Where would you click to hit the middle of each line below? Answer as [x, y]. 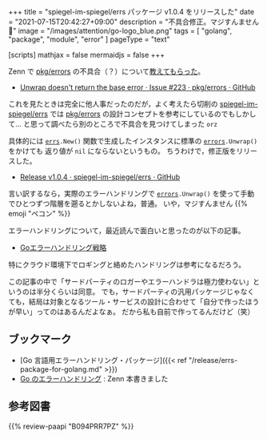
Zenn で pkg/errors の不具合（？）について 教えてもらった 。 [107, 71]
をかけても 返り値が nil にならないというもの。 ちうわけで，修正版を [122, 151]
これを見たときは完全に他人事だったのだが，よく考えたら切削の [113, 104]
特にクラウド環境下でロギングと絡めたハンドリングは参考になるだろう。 [127, 264]
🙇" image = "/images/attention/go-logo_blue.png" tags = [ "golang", [120, 31]
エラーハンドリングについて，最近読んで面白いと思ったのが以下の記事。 [127, 230]
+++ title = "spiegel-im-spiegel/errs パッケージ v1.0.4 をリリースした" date [131, 12]
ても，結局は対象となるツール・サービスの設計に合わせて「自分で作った [127, 302]
